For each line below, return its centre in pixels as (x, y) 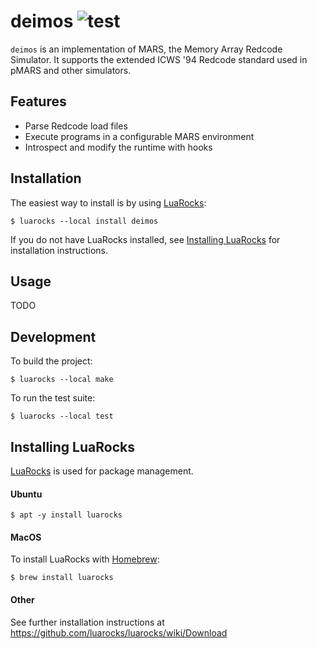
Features (38, 101)
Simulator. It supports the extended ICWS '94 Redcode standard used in (159, 59)
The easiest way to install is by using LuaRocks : (108, 202)
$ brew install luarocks (62, 578)
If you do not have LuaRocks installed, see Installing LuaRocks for (145, 239)
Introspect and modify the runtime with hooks (118, 147)
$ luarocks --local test (62, 416)
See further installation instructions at (87, 622)
